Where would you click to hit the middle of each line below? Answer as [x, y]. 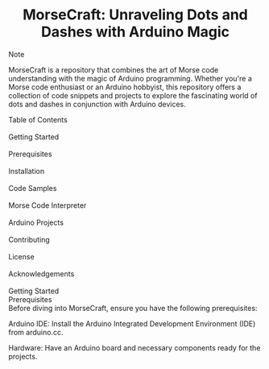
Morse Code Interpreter [48, 205]
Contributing [29, 239]
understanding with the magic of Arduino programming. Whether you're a [130, 78]
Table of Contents [38, 119]
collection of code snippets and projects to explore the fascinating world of [133, 95]
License [21, 256]
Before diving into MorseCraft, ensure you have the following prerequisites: [133, 308]
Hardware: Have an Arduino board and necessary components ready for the [134, 347]
